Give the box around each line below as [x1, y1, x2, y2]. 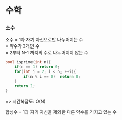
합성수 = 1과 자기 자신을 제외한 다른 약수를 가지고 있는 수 [5, 109, 117, 115]
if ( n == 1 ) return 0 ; [14, 64, 60, 69]
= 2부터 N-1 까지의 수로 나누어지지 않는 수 [5, 50, 89, 56]
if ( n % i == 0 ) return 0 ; [23, 74, 81, 79]
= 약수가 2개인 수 [5, 43, 40, 49]
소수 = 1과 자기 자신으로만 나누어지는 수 [5, 37, 83, 43]
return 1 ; [14, 83, 36, 88]
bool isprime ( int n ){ [5, 60, 51, 65]
